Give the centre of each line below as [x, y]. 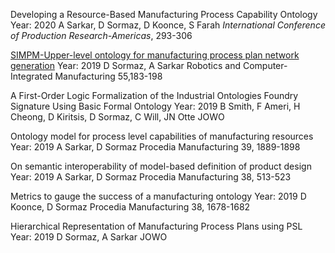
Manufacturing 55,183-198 [108, 76]
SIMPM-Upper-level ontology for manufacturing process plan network [155, 55]
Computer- [265, 65]
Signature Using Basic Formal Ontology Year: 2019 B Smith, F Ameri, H [155, 106]
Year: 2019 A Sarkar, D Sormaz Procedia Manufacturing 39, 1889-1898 [155, 147]
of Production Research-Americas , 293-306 [101, 35]
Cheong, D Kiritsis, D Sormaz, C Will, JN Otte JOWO [117, 117]
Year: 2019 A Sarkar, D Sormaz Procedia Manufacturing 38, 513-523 [151, 177]
